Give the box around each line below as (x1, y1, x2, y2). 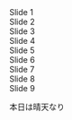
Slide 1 (9, 7, 34, 17)
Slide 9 (9, 83, 36, 93)
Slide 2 (9, 16, 35, 27)
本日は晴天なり (9, 101, 65, 112)
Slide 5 (9, 45, 35, 56)
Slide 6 (9, 55, 36, 64)
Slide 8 (9, 73, 36, 84)
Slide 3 (9, 26, 36, 37)
